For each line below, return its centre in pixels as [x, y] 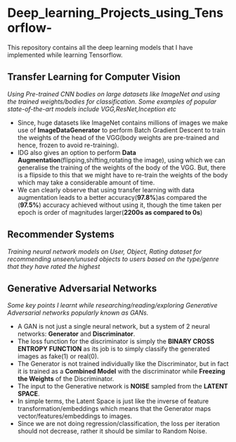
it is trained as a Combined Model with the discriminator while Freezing [121, 372]
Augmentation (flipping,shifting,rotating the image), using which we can [121, 160]
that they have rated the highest [54, 266]
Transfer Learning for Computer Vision [94, 77]
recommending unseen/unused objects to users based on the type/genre [113, 259]
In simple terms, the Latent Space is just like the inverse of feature [113, 401]
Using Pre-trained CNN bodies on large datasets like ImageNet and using [114, 94]
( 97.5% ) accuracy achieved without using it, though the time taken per [119, 205]
